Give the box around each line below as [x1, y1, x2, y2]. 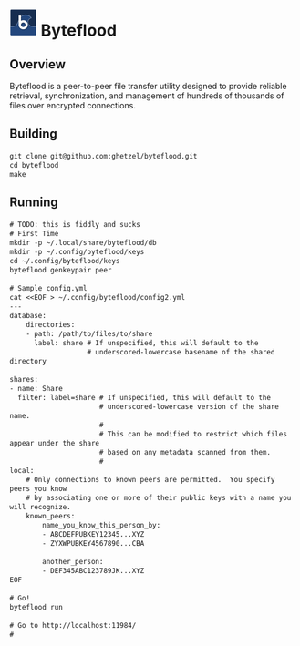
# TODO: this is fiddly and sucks [9, 220, 141, 229]
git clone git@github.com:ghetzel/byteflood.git [9, 151, 198, 160]
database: [9, 311, 47, 320]
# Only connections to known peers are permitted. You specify [26, 475, 275, 484]
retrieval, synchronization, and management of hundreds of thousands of [9, 90, 284, 101]
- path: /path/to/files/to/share [26, 329, 153, 338]
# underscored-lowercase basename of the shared [87, 347, 275, 356]
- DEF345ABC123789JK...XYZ [42, 566, 145, 575]
